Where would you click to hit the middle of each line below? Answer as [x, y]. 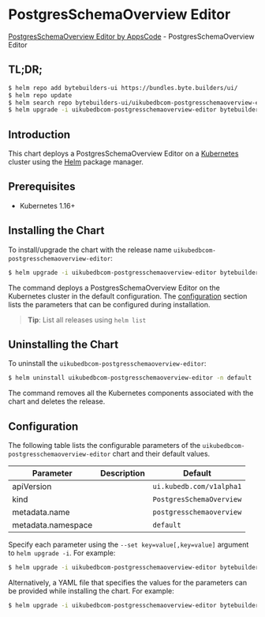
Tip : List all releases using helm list [87, 320]
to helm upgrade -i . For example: [62, 553]
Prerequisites [42, 187]
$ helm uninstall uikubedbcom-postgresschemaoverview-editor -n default [130, 378]
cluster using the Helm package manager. [76, 162]
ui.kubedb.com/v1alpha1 [197, 487]
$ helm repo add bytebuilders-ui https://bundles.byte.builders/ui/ [123, 88]
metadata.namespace [52, 525]
